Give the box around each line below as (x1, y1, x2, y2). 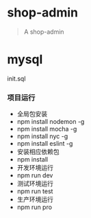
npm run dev (16, 171, 53, 179)
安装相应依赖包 (16, 148, 60, 156)
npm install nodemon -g (16, 118, 85, 126)
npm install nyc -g (16, 132, 68, 140)
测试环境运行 (16, 179, 53, 188)
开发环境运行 (16, 164, 53, 172)
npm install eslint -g (16, 140, 73, 148)
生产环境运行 (16, 195, 53, 204)
